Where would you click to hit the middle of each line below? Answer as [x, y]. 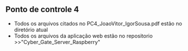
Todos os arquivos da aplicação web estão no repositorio [83, 36]
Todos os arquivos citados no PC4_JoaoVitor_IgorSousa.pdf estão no [98, 23]
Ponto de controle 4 [42, 10]
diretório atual [31, 30]
